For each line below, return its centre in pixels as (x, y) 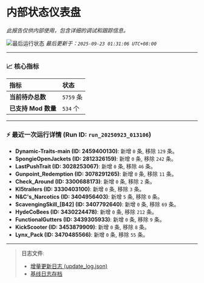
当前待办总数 (28, 97)
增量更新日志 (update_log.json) (69, 266)
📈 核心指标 (23, 66)
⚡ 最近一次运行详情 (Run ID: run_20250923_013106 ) (79, 135)
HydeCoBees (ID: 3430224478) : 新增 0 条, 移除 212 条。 (86, 212)
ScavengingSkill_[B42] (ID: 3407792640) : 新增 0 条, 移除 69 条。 (97, 204)
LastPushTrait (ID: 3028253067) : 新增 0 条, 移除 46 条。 (86, 166)
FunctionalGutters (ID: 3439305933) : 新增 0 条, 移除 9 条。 (90, 219)
